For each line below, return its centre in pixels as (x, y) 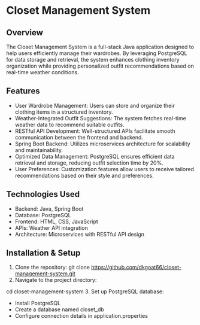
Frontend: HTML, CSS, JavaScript (57, 221)
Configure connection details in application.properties (81, 316)
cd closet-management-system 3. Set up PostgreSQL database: (85, 291)
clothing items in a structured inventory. (64, 112)
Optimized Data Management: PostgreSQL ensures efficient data (95, 156)
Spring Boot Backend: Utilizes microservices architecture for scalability (102, 144)
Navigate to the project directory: (56, 280)
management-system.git (45, 274)
